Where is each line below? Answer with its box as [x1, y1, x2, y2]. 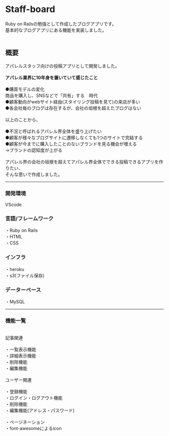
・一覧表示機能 [5, 346, 36, 353]
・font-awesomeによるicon [5, 425, 62, 431]
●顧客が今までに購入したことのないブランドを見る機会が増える [5, 141, 137, 147]
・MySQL [5, 298, 25, 305]
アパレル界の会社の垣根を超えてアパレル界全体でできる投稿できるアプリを [5, 158, 159, 164]
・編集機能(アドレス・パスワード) [5, 407, 75, 413]
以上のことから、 [5, 117, 41, 123]
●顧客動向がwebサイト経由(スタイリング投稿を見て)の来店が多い [5, 99, 140, 105]
